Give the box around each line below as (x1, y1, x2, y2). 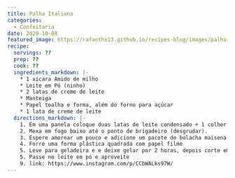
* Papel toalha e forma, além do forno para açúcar (20, 102, 173, 109)
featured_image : (7, 36, 55, 43)
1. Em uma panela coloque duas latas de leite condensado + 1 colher (20, 121, 227, 128)
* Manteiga (20, 95, 52, 102)
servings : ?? (13, 50, 52, 57)
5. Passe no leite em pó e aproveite (20, 153, 130, 161)
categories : (7, 17, 42, 24)
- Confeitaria (13, 23, 55, 30)
